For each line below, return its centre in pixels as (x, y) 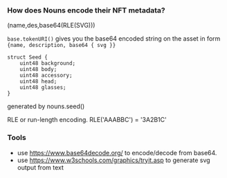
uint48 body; (38, 70)
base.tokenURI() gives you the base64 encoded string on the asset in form (114, 39)
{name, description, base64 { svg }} (62, 46)
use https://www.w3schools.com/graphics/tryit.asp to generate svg (113, 160)
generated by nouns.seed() (46, 106)
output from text (40, 167)
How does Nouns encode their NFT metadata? (86, 10)
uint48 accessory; (46, 76)
